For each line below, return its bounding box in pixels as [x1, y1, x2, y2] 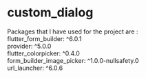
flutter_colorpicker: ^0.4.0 [7, 49, 81, 57]
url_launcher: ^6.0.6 [7, 64, 63, 72]
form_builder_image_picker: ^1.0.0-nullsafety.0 [7, 56, 139, 64]
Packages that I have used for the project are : [7, 27, 138, 36]
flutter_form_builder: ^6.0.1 [7, 34, 82, 42]
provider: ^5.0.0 [7, 42, 52, 50]
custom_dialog [7, 5, 94, 21]
